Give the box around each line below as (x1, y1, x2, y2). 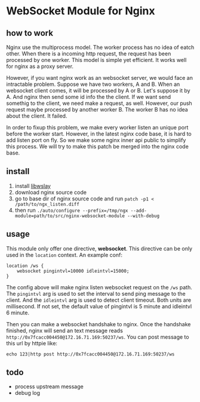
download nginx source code (14, 188, 87, 196)
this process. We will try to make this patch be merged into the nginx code (6, 143, 189, 150)
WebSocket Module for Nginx (6, 4, 155, 18)
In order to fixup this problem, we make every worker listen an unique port (6, 124, 189, 131)
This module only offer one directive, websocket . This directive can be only (6, 245, 193, 252)
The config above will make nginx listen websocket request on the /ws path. (6, 283, 193, 290)
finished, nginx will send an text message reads (6, 327, 124, 334)
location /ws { (6, 262, 44, 269)
